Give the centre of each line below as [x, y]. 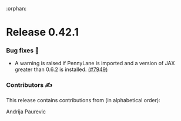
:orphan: [16, 9]
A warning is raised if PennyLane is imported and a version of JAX [95, 63]
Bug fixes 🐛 [23, 51]
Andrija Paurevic [26, 112]
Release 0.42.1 [43, 32]
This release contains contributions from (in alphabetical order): [83, 100]
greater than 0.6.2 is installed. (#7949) [61, 69]
